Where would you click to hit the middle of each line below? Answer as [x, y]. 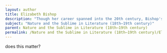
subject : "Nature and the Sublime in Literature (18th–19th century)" [80, 23]
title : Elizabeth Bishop [31, 14]
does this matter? [23, 46]
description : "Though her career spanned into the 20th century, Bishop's [84, 19]
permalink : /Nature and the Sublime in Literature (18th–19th [71, 32]
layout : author [21, 10]
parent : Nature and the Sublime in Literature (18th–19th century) [77, 28]
